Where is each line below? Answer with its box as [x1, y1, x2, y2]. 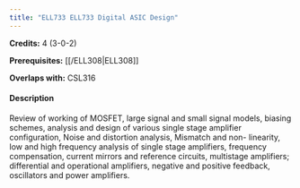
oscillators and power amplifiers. [9, 169, 130, 180]
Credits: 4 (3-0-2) [9, 38, 77, 48]
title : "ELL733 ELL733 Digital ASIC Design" [9, 13, 179, 22]
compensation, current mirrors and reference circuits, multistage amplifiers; [9, 150, 290, 161]
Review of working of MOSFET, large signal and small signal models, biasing [9, 113, 292, 124]
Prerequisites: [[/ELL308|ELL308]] [9, 55, 139, 65]
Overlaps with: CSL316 [9, 73, 96, 83]
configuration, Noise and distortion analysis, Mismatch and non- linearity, [9, 132, 281, 142]
